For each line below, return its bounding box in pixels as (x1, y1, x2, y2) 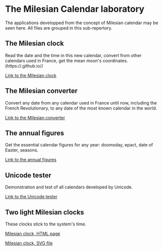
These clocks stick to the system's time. (5, 221, 86, 227)
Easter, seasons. (5, 147, 38, 153)
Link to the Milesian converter (5, 114, 65, 120)
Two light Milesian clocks (5, 208, 84, 216)
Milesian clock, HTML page (5, 231, 60, 236)
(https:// (5, 63, 22, 69)
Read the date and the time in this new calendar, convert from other (5, 52, 142, 58)
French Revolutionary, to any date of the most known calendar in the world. (5, 105, 157, 111)
